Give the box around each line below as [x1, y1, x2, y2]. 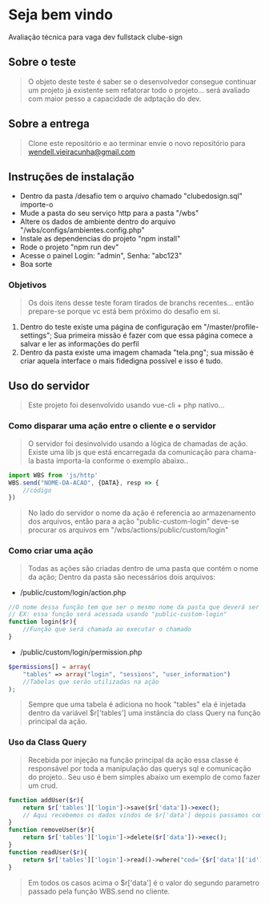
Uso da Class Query [8, 736, 87, 748]
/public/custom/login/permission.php [19, 647, 143, 657]
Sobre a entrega [8, 117, 90, 131]
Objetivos [8, 279, 47, 290]
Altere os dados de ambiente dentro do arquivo [19, 217, 176, 226]
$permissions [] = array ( [8, 663, 91, 671]
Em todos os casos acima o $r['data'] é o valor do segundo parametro [27, 878, 260, 887]
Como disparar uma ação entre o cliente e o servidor [8, 420, 216, 432]
